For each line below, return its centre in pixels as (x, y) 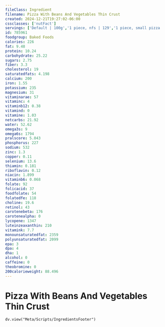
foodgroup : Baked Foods (30, 38)
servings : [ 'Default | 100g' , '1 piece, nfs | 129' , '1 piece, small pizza (83, 28)
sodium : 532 (17, 148)
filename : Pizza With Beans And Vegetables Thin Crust (63, 14)
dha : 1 (12, 253)
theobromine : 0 (21, 267)
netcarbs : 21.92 (22, 120)
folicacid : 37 (20, 189)
